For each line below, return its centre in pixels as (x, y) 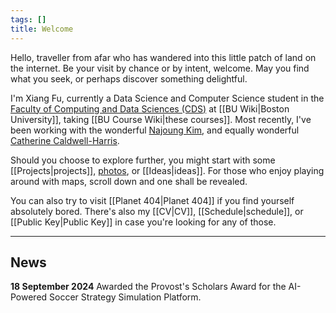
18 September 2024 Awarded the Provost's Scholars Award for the (148, 287)
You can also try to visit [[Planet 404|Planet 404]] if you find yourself (152, 200)
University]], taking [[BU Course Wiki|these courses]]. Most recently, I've (161, 119)
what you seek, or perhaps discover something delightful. (129, 78)
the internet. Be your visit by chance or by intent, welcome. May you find (160, 68)
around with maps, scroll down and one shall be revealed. (129, 181)
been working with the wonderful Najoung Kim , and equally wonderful (155, 130)
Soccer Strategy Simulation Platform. (125, 297)
